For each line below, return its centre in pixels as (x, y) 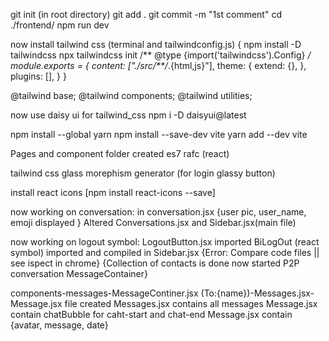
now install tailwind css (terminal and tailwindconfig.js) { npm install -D (156, 44)
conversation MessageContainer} (79, 273)
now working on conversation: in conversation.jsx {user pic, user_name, (158, 212)
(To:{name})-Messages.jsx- (257, 293)
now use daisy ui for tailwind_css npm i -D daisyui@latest (128, 115)
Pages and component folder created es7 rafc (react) (120, 153)
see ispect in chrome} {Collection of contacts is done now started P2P (155, 263)
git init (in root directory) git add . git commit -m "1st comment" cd (146, 14)
